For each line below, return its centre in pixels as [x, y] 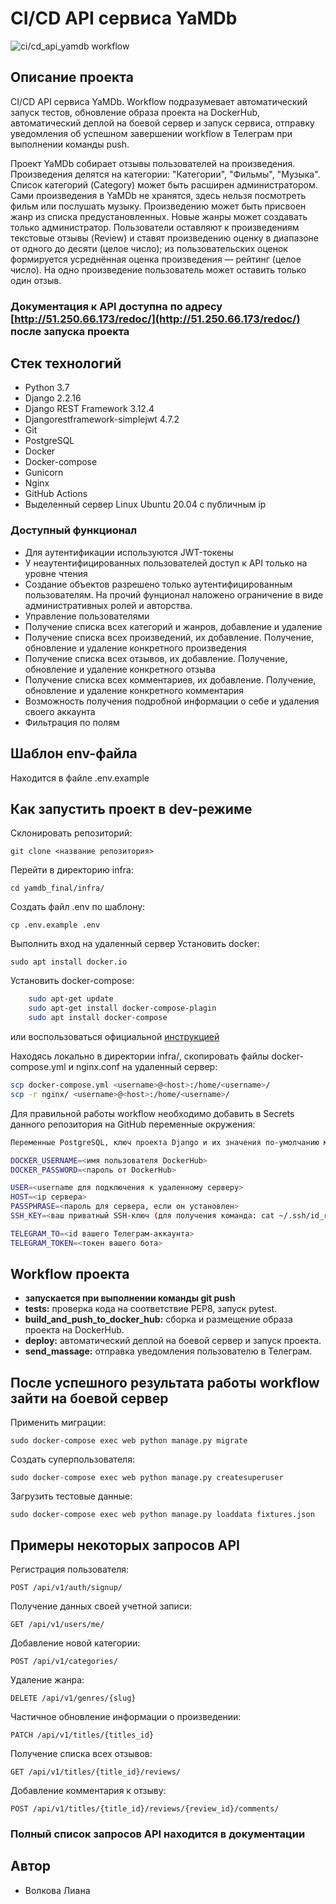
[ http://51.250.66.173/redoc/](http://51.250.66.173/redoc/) [155, 319]
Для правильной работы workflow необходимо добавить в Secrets [152, 1113]
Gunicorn [44, 473]
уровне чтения [56, 573]
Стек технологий [66, 363]
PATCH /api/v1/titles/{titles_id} [82, 1735]
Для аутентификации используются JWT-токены [129, 552]
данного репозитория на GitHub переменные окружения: [133, 1124]
